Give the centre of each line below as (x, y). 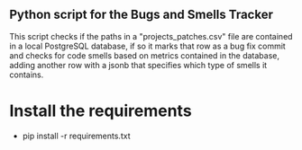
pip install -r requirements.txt (76, 136)
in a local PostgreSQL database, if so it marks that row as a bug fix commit (147, 46)
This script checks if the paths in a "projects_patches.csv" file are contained (151, 36)
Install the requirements (101, 110)
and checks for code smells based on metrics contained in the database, (144, 55)
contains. (27, 75)
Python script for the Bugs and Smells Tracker (141, 15)
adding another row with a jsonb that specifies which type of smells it (138, 65)
